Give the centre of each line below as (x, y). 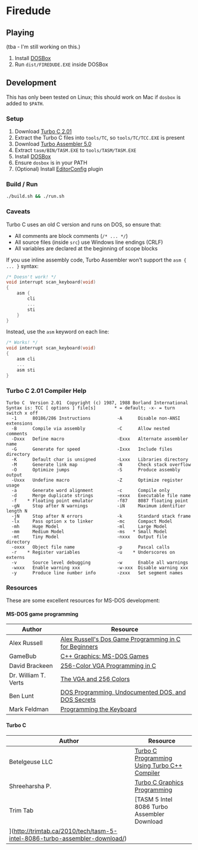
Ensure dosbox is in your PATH (51, 163)
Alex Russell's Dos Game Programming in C (121, 639)
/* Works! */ (22, 343)
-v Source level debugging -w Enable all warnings (100, 563)
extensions (19, 423)
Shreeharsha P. (30, 786)
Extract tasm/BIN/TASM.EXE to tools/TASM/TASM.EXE (75, 150)
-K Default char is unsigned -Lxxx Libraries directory (100, 459)
